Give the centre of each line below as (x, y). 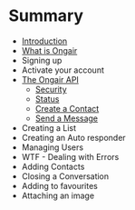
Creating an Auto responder (73, 137)
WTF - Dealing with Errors (70, 156)
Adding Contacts (53, 166)
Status (47, 99)
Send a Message (67, 118)
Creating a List (49, 127)
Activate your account (63, 70)
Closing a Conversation (65, 176)
